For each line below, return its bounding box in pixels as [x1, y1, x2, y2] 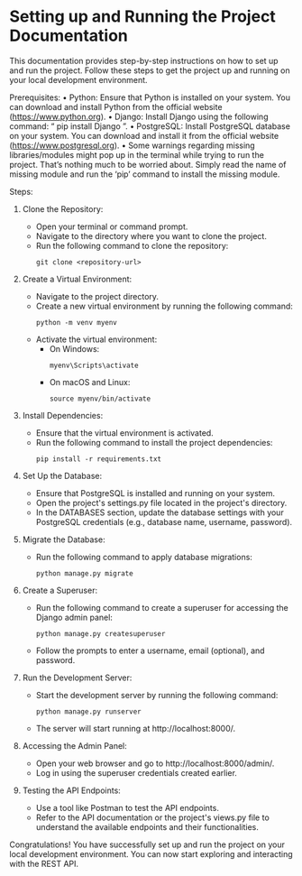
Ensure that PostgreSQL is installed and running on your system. [35, 487, 276, 498]
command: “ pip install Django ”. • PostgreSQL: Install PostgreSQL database [9, 120, 291, 132]
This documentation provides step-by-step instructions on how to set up [9, 55, 279, 66]
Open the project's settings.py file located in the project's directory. [35, 497, 288, 508]
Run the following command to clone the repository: [35, 240, 229, 251]
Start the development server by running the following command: [35, 689, 279, 700]
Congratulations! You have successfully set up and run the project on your [9, 839, 286, 850]
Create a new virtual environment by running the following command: [35, 300, 293, 311]
